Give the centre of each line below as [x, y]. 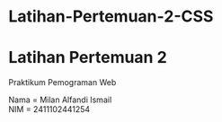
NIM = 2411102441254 [49, 109]
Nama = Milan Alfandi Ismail [60, 100]
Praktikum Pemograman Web [62, 83]
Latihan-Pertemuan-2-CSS [111, 17]
